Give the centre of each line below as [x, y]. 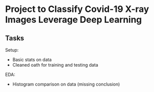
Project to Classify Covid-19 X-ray [77, 9]
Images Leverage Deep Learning [74, 20]
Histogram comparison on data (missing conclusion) [66, 84]
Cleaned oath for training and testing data [55, 65]
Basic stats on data [32, 60]
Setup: [12, 50]
